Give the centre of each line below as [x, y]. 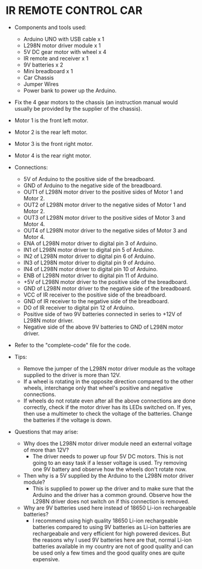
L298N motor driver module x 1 [62, 45]
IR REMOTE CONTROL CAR [74, 11]
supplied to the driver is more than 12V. [72, 375]
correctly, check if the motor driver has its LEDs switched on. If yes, [108, 407]
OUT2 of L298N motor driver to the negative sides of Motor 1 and [105, 205]
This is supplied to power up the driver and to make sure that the [113, 488]
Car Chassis [38, 77]
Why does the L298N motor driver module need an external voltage [108, 443]
